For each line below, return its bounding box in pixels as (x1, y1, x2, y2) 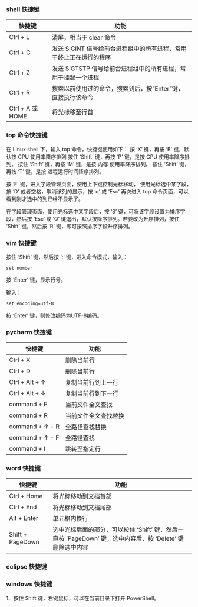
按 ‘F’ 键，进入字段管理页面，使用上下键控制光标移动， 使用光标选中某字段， (6, 180, 192, 188)
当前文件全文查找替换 (65, 412, 125, 420)
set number (6, 265, 33, 271)
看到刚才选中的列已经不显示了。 (6, 195, 84, 202)
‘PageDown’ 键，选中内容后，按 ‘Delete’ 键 (65, 534, 184, 543)
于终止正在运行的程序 (52, 53, 111, 62)
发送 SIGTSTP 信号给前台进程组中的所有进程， (52, 64, 180, 73)
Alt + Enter (9, 514, 38, 522)
